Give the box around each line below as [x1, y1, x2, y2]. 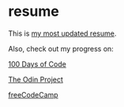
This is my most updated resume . [8, 29, 117, 38]
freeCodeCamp [8, 90, 58, 99]
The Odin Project [8, 75, 63, 84]
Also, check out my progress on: [8, 44, 115, 53]
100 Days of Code [8, 59, 67, 69]
